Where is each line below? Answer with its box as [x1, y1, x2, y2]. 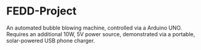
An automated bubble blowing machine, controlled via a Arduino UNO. [6, 24, 183, 31]
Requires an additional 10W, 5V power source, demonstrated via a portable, [6, 30, 196, 37]
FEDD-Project [6, 4, 77, 18]
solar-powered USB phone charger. [6, 37, 96, 44]
